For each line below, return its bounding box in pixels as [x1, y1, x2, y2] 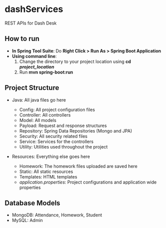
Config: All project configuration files [19, 106, 95, 112]
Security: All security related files [19, 133, 88, 139]
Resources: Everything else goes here [11, 153, 90, 159]
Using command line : [11, 53, 57, 59]
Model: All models [19, 117, 57, 123]
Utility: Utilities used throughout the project [19, 143, 108, 149]
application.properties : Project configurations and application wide [19, 179, 157, 185]
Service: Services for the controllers [19, 138, 94, 144]
